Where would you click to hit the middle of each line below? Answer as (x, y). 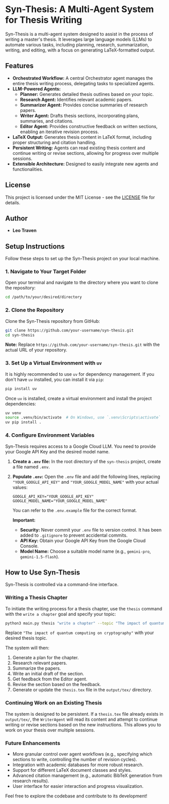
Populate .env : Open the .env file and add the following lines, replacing (86, 476)
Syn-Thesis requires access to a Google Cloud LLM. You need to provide (80, 446)
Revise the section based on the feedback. (57, 684)
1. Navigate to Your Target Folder (46, 272)
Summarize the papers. (37, 668)
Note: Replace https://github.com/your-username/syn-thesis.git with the (82, 344)
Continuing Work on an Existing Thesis (54, 703)
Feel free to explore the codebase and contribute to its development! (76, 796)
